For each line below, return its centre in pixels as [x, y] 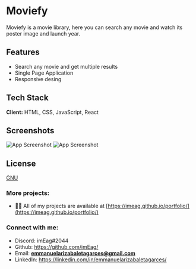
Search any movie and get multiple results [66, 66]
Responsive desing [38, 79]
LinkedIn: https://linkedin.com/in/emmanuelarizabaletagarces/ [91, 260]
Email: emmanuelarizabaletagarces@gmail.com [75, 253]
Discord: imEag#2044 [42, 241]
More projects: [28, 193]
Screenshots [30, 131]
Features [23, 52]
